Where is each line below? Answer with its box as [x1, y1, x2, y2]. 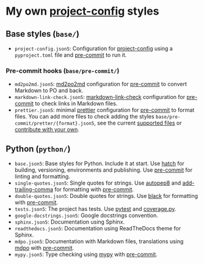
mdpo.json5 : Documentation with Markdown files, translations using [14, 238, 184, 245]
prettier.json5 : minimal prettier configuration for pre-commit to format [14, 106, 195, 114]
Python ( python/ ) [5, 144, 71, 154]
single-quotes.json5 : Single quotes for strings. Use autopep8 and [14, 179, 181, 187]
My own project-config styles [5, 4, 159, 18]
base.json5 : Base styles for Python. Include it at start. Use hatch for [14, 160, 184, 167]
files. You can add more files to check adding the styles [14, 113, 155, 120]
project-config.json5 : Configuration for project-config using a [14, 45, 173, 52]
